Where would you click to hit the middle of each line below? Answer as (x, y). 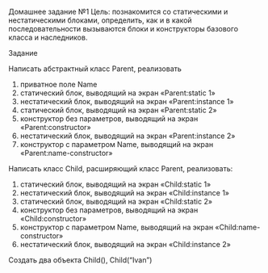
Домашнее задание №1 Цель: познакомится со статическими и (118, 12)
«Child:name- (238, 227)
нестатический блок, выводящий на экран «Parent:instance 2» (128, 136)
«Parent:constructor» (55, 127)
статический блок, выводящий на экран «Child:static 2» (116, 202)
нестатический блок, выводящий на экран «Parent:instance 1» (127, 101)
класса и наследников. (48, 37)
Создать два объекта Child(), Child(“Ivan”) (80, 260)
